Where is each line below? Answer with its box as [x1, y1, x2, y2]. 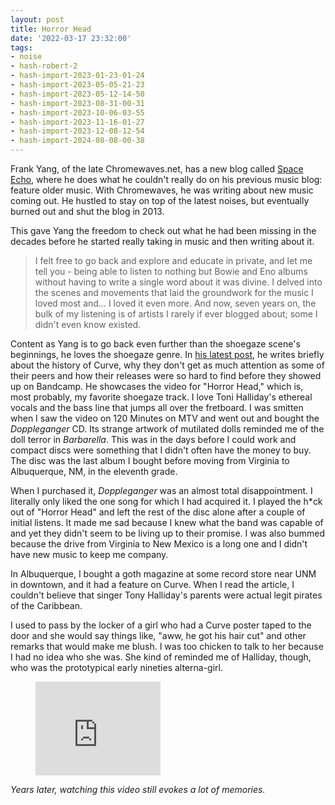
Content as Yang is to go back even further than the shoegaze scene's [10, 338, 301, 350]
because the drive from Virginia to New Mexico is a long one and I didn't [10, 538, 308, 550]
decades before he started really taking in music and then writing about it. [10, 236, 315, 247]
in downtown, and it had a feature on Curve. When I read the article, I [10, 579, 295, 590]
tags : [10, 42, 33, 53]
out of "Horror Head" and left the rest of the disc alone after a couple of [10, 506, 306, 518]
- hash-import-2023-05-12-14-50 [10, 89, 145, 99]
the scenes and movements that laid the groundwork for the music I [34, 287, 314, 298]
